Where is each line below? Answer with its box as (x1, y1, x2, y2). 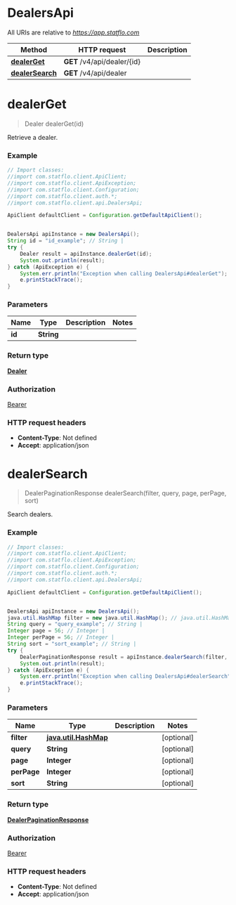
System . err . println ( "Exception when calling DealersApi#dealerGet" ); (20, 270, 228, 277)
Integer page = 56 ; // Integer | (7, 627, 105, 634)
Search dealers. (7, 510, 53, 519)
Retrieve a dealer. (7, 133, 58, 141)
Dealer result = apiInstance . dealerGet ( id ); (20, 250, 152, 257)
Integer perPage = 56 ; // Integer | (7, 634, 114, 641)
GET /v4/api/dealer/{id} (63, 56, 141, 66)
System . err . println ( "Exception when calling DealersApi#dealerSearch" (20, 673, 231, 680)
